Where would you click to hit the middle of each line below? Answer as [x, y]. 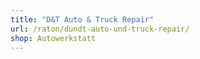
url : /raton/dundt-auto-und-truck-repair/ [100, 29]
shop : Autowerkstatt [53, 38]
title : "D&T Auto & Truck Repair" [82, 19]
